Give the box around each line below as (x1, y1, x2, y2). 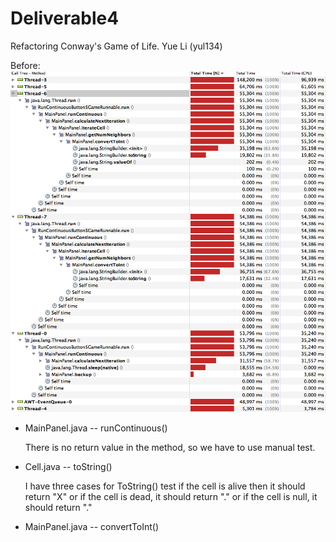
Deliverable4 (10, 7, 120, 30)
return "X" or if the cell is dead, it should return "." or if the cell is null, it (24, 491, 318, 503)
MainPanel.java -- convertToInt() (24, 521, 160, 533)
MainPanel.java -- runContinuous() (24, 422, 168, 434)
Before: (10, 59, 41, 71)
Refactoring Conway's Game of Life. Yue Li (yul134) (10, 40, 223, 52)
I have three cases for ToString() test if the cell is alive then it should (24, 480, 306, 492)
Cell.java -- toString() (24, 461, 113, 473)
